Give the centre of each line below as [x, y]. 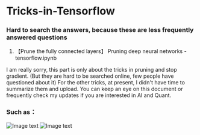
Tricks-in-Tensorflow [61, 11]
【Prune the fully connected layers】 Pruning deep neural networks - [101, 51]
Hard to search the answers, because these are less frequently [100, 30]
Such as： [21, 112]
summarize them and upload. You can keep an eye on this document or [95, 89]
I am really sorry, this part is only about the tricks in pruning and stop [92, 70]
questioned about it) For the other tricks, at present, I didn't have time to [96, 83]
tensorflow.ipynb [36, 58]
